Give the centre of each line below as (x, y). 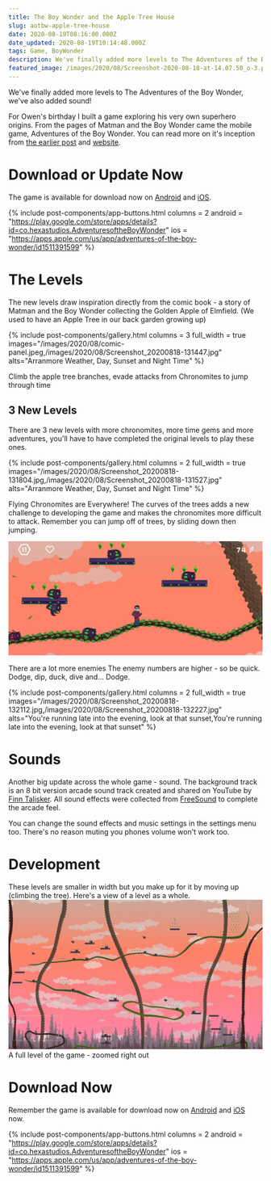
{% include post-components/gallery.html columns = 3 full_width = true (127, 334)
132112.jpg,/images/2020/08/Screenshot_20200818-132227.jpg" (115, 709)
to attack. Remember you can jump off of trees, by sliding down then (122, 521)
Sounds (35, 760)
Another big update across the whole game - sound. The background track (133, 782)
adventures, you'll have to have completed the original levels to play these (131, 438)
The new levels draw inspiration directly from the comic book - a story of (129, 302)
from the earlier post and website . (65, 142)
